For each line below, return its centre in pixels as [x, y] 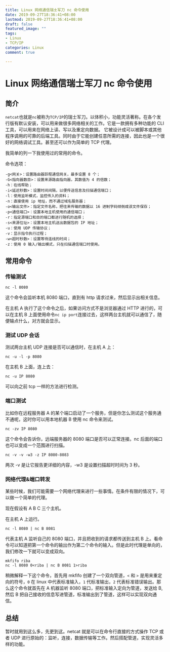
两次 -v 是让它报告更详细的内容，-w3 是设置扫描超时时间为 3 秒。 [74, 465]
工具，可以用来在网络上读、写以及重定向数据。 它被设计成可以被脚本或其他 [83, 129]
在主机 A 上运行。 [24, 519]
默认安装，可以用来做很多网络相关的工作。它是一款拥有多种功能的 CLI [91, 123]
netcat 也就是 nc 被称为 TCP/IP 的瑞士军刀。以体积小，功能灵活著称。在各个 [81, 117]
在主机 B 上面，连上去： [30, 367]
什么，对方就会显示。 [41, 321]
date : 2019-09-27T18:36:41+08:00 [40, 15]
